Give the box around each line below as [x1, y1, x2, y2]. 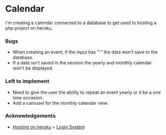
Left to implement [5, 78, 49, 85]
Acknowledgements [5, 112, 56, 119]
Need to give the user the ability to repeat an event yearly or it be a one [12, 89, 161, 95]
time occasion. [12, 94, 43, 101]
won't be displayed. [12, 65, 54, 71]
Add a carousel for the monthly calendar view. [12, 100, 108, 106]
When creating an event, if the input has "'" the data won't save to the [12, 49, 158, 55]
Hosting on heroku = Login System [12, 124, 85, 130]
